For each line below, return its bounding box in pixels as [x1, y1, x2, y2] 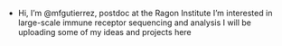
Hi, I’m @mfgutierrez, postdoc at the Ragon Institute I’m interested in [17, 8, 273, 18]
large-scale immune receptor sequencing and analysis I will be [17, 17, 251, 28]
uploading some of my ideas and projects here [17, 27, 192, 37]
